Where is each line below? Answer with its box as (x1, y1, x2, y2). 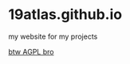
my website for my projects (8, 32, 98, 41)
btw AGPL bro (8, 47, 54, 56)
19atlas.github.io (8, 6, 122, 24)
